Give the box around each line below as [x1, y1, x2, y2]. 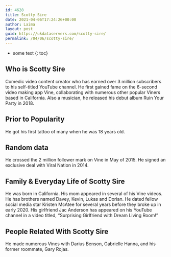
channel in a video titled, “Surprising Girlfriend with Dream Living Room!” [5, 213, 158, 219]
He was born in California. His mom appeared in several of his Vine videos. [5, 191, 163, 197]
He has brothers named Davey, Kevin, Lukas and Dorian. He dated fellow [5, 196, 158, 202]
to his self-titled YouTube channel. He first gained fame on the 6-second [5, 84, 157, 90]
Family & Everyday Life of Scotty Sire [5, 177, 125, 185]
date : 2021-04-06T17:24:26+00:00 [5, 17, 77, 22]
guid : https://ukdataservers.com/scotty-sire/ [5, 31, 106, 36]
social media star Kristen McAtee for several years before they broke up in [5, 201, 162, 207]
